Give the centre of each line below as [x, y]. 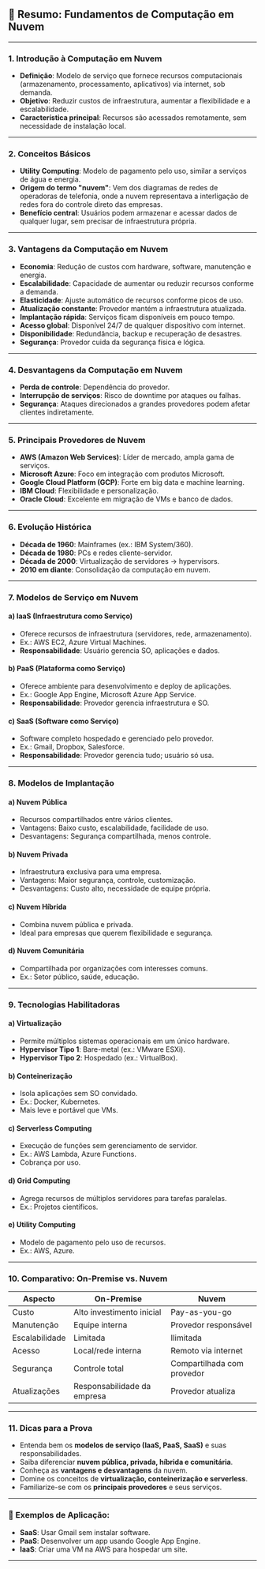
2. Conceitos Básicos [49, 154]
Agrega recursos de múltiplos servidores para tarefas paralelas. [123, 1198]
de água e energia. [50, 179]
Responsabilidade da [112, 1387]
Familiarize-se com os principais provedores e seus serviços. [121, 1487]
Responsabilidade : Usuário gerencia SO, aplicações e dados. [119, 650]
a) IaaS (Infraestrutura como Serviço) [71, 616]
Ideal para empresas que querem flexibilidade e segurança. [116, 933]
